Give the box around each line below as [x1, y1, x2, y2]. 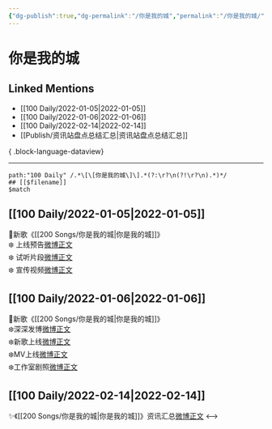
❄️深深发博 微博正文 [8, 325, 71, 334]
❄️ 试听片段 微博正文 [8, 253, 73, 262]
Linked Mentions [8, 82, 95, 96]
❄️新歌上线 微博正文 [8, 337, 71, 346]
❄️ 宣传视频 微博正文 [8, 265, 73, 275]
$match [8, 185, 31, 193]
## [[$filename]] [8, 178, 67, 186]
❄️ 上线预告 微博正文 [8, 240, 73, 249]
